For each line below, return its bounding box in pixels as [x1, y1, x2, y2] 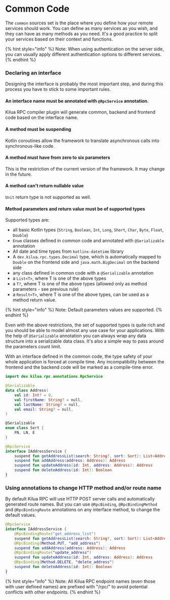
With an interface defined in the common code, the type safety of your [5, 353, 153, 359]
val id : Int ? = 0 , [14, 392, 53, 397]
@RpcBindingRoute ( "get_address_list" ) [14, 531, 96, 536]
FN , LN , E [14, 430, 35, 435]
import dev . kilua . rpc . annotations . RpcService [5, 374, 103, 379]
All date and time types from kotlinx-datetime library [12, 248, 124, 254]
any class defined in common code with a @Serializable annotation [12, 270, 154, 276]
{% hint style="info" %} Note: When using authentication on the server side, [5, 46, 164, 52]
